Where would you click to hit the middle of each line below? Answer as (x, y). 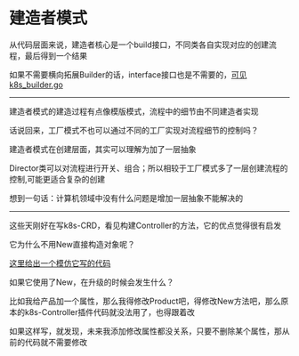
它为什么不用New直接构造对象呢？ (72, 244)
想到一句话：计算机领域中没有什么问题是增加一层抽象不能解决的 (126, 198)
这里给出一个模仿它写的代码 (60, 263)
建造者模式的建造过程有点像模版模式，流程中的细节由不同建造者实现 (134, 111)
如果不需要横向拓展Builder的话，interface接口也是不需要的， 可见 (128, 74)
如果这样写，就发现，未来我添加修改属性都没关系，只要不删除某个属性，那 (145, 331)
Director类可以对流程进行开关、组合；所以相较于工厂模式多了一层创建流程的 (149, 168)
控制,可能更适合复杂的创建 (57, 179)
